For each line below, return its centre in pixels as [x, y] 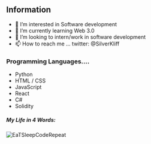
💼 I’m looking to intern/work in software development [80, 37]
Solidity [24, 106]
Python [24, 75]
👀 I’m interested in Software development [66, 24]
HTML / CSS [30, 81]
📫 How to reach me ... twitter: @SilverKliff [67, 44]
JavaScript [28, 87]
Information [29, 10]
